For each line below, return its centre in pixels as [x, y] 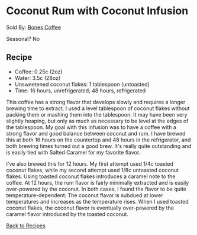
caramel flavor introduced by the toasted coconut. [67, 214]
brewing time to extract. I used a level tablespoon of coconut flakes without [98, 108]
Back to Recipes [26, 226]
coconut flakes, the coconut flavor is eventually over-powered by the [90, 208]
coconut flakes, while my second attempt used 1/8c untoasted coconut [93, 170]
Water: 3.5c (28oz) [38, 78]
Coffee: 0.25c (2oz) [39, 72]
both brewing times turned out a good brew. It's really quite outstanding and [99, 146]
